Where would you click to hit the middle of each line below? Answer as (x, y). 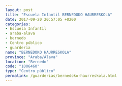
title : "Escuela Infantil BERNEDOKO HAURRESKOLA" (59, 15)
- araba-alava (20, 33)
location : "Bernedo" (27, 62)
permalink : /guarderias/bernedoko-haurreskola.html (61, 76)
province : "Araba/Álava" (32, 57)
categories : (18, 24)
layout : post (19, 10)
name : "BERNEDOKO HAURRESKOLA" (38, 52)
